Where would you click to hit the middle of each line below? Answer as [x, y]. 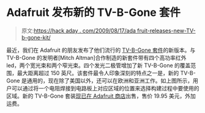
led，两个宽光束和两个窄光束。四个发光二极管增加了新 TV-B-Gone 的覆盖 [99, 65]
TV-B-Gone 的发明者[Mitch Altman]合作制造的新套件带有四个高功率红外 [96, 57]
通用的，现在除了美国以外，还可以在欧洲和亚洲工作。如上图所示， [110, 81]
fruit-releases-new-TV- [166, 31]
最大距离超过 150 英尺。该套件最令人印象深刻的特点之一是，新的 [98, 73]
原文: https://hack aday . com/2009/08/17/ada [79, 31]
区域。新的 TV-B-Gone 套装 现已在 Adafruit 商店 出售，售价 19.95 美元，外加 [101, 96]
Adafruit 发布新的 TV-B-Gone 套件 [93, 13]
